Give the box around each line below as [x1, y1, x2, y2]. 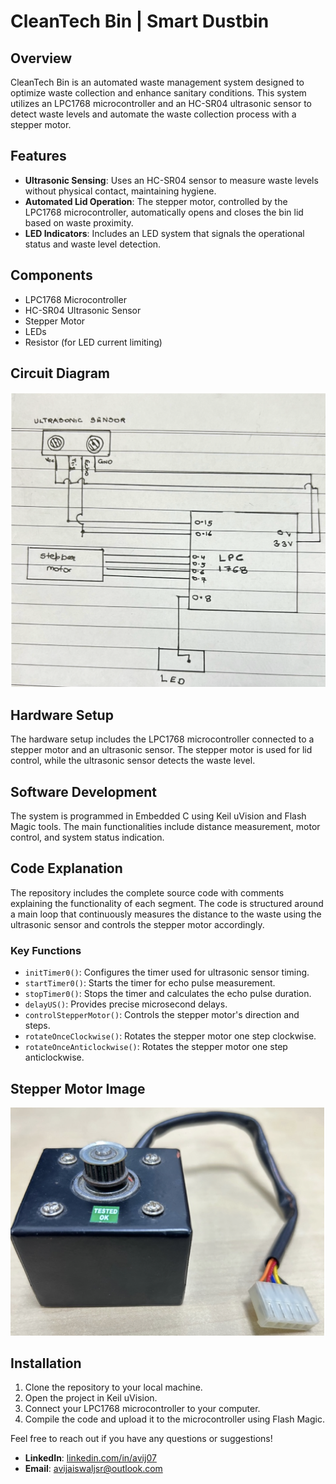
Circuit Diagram [10, 365, 110, 382]
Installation [10, 1355, 82, 1372]
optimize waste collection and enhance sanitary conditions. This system [10, 87, 307, 99]
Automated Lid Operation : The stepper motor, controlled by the [24, 195, 288, 207]
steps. [24, 1020, 51, 1032]
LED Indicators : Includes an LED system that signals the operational [24, 227, 305, 239]
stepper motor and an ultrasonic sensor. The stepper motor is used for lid [10, 744, 313, 756]
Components [10, 267, 93, 284]
